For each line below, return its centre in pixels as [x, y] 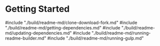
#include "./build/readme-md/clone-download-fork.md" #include [71, 23]
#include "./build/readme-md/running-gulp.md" [96, 38]
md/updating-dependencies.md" [39, 33]
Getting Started [38, 9]
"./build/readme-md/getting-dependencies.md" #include [63, 27]
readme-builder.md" [26, 38]
